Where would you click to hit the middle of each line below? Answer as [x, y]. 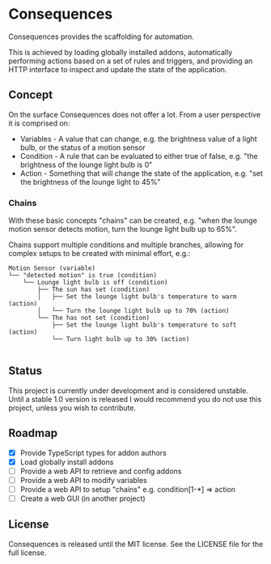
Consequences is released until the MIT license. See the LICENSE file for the [136, 544]
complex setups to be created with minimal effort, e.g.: [100, 254]
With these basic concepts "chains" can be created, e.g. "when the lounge [133, 220]
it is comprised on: [39, 123]
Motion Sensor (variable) [52, 268]
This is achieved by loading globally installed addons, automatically [121, 52]
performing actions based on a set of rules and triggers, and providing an [131, 61]
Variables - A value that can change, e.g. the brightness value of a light [138, 139]
